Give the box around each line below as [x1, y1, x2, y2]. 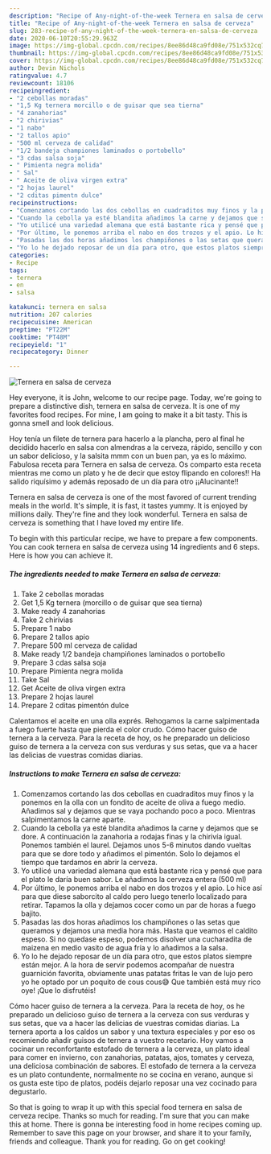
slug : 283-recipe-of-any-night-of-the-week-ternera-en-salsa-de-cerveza [9, 27, 258, 35]
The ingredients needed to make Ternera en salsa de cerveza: [9, 569, 221, 579]
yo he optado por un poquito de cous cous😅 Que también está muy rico [20, 977, 261, 987]
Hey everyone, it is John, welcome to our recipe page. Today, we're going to [9, 393, 262, 402]
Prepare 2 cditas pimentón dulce [20, 701, 129, 711]
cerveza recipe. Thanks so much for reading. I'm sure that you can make [9, 1111, 250, 1121]
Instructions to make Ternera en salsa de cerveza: [9, 769, 182, 778]
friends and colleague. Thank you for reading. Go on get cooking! [9, 1136, 226, 1147]
